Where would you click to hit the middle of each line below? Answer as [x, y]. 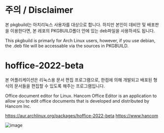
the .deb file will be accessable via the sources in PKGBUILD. [67, 46]
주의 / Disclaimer [39, 10]
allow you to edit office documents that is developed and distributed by [77, 101]
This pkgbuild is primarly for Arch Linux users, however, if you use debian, [80, 40]
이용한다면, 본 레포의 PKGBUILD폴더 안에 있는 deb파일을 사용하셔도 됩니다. [82, 30]
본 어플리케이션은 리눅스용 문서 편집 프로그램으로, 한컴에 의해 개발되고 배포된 [79, 80]
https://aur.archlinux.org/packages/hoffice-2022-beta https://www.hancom [82, 115]
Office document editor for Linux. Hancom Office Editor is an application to [81, 96]
